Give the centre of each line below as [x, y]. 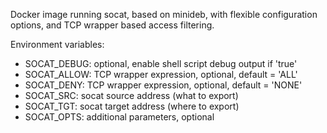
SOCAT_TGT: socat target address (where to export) [132, 106]
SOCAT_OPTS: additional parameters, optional [119, 117]
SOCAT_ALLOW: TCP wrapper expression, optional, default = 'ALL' [161, 74]
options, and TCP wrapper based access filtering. [112, 25]
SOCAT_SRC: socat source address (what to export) [131, 95]
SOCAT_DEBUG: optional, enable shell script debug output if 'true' [161, 63]
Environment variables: [57, 44]
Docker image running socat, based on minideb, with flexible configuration [164, 14]
